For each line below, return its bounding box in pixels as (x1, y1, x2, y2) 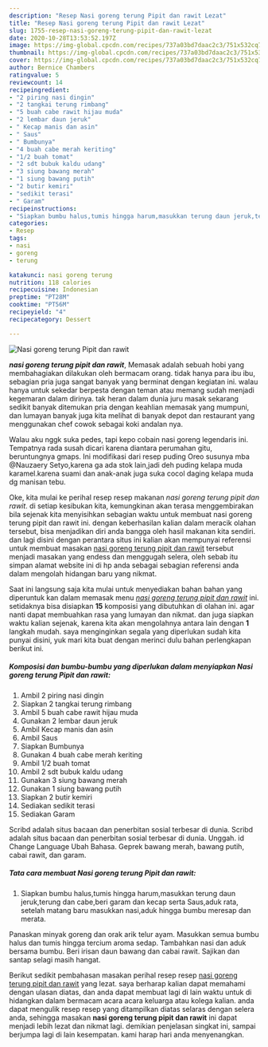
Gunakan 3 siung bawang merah (20, 775, 128, 784)
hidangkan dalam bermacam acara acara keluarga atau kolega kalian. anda (9, 995, 254, 1006)
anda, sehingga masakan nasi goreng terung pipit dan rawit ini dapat (9, 1013, 238, 1022)
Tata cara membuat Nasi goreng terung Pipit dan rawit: (9, 868, 196, 878)
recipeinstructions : (9, 204, 78, 212)
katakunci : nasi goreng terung (9, 271, 113, 279)
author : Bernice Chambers (9, 64, 95, 72)
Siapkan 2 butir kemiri (20, 792, 92, 802)
